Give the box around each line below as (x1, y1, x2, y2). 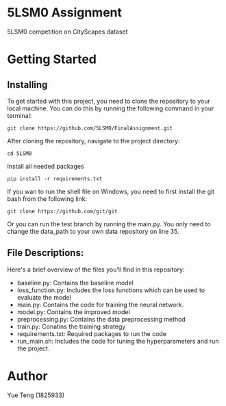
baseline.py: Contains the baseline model (16, 278, 134, 287)
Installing (7, 79, 48, 91)
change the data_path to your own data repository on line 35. (7, 227, 179, 235)
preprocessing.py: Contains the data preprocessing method (16, 315, 186, 323)
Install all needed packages (7, 162, 84, 170)
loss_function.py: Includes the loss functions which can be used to (16, 286, 205, 294)
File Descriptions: (7, 247, 84, 259)
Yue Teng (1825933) (7, 391, 65, 399)
